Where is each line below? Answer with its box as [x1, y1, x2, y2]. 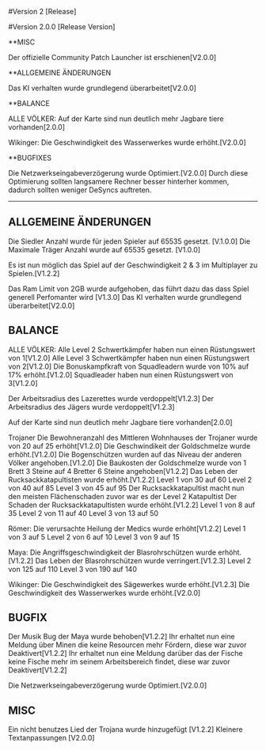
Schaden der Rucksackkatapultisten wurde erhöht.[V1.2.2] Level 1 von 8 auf [8, 500, 256, 509]
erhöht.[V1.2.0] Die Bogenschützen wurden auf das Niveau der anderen [8, 449, 242, 459]
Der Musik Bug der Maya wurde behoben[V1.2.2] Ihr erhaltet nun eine [8, 632, 235, 642]
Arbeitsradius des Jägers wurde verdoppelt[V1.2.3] [8, 402, 176, 411]
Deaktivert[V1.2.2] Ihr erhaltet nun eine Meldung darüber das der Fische [8, 649, 243, 658]
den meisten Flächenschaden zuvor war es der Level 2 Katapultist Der [8, 491, 237, 501]
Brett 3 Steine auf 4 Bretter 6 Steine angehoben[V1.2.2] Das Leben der [8, 466, 238, 475]
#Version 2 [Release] [8, 7, 77, 16]
